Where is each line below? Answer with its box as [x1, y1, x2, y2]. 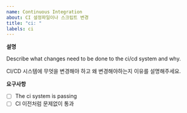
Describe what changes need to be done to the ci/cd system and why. [6, 55, 182, 62]
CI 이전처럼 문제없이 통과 [15, 100, 74, 108]
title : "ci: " [6, 20, 42, 26]
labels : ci [6, 25, 34, 32]
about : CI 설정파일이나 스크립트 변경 [6, 15, 89, 21]
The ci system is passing [15, 92, 77, 100]
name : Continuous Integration [6, 8, 83, 15]
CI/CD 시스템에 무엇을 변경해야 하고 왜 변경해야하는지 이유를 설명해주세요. [6, 68, 182, 75]
